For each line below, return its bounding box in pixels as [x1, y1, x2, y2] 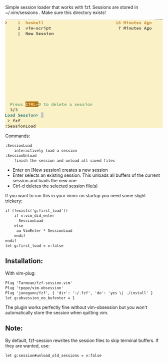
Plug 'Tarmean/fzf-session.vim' [5, 280, 72, 285]
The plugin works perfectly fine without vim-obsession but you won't [5, 304, 147, 310]
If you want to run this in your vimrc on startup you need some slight [5, 193, 146, 198]
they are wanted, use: [5, 342, 50, 348]
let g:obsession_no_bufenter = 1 [5, 295, 75, 300]
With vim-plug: [5, 270, 36, 276]
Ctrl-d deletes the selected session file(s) [12, 183, 98, 189]
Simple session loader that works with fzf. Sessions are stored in [5, 5, 138, 10]
